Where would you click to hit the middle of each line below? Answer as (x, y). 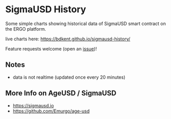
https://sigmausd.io (33, 105)
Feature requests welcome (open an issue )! (51, 49)
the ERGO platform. (26, 29)
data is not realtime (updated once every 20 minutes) (69, 77)
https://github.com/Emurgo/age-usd (51, 111)
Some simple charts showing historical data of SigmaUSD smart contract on (85, 23)
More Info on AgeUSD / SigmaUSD (61, 93)
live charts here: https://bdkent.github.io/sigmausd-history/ (68, 39)
